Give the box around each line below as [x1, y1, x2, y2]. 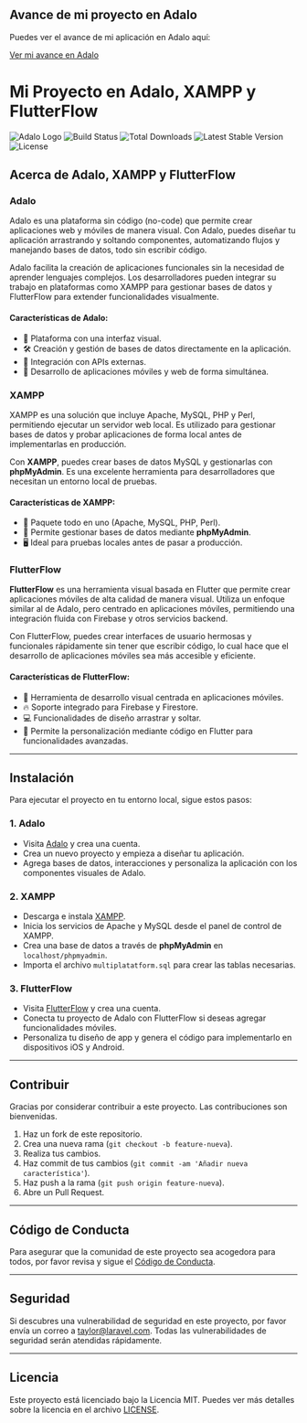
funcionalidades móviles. [22, 1022, 117, 1033]
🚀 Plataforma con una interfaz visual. [22, 333, 162, 344]
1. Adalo [9, 818, 46, 830]
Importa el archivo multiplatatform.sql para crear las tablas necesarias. [22, 959, 296, 970]
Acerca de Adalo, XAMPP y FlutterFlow [9, 167, 236, 183]
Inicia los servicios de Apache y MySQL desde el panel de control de [22, 921, 282, 932]
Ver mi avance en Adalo [9, 49, 99, 60]
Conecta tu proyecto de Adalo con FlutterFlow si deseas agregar [22, 1012, 267, 1023]
